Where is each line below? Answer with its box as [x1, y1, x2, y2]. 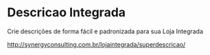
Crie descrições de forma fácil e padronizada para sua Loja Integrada [7, 27, 204, 35]
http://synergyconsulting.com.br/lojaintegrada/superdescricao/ [7, 40, 186, 48]
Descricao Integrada [7, 5, 126, 20]
